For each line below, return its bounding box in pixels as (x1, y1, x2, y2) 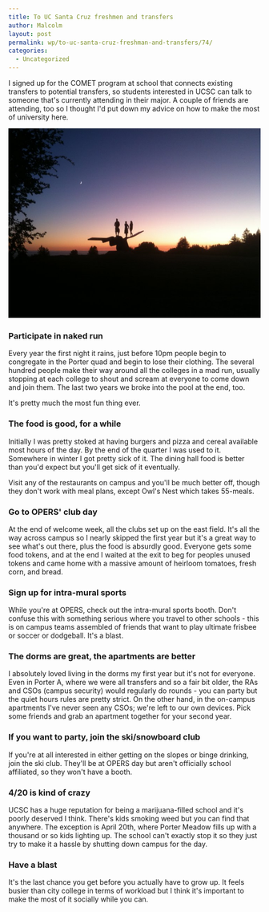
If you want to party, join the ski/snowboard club (8, 732, 201, 743)
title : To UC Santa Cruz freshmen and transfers (8, 13, 174, 21)
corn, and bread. (8, 566, 64, 577)
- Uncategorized (15, 55, 70, 63)
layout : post (8, 30, 52, 38)
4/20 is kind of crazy (8, 787, 90, 798)
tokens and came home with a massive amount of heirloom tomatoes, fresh (8, 558, 257, 568)
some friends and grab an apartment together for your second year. (8, 711, 232, 721)
